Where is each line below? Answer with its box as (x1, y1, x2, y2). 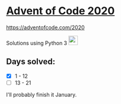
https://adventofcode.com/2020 (6, 24, 85, 31)
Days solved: (6, 56, 55, 67)
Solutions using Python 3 (6, 39, 67, 46)
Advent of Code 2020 (6, 4, 115, 18)
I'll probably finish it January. (6, 91, 77, 98)
